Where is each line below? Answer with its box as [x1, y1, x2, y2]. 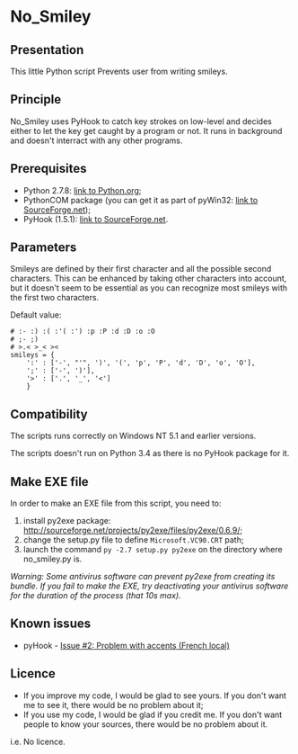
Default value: [10, 310, 62, 320]
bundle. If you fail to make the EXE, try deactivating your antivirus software [10, 580, 289, 591]
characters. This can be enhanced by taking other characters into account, [10, 273, 287, 284]
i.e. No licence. [10, 736, 66, 747]
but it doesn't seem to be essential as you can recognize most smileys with [10, 283, 288, 293]
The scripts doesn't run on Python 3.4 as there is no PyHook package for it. [10, 448, 290, 459]
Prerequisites [10, 161, 87, 176]
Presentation [10, 42, 84, 58]
